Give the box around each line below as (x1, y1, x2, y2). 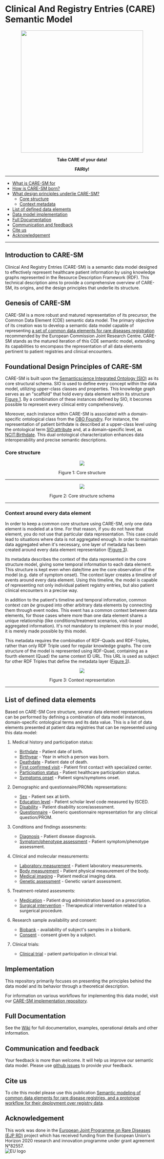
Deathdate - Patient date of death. (19, 759, 88, 765)
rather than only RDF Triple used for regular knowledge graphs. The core (5, 643, 152, 649)
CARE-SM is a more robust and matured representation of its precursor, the (5, 312, 157, 318)
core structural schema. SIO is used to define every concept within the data (5, 381, 157, 387)
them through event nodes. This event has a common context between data (5, 607, 158, 613)
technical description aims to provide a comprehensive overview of (5, 279, 141, 285)
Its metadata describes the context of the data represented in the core (5, 556, 146, 562)
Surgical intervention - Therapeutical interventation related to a (19, 902, 146, 908)
